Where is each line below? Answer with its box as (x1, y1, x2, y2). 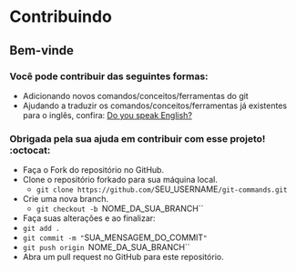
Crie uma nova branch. (22, 194, 109, 205)
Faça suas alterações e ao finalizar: (22, 213, 157, 224)
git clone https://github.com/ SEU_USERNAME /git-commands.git (36, 184, 288, 195)
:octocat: (9, 144, 51, 156)
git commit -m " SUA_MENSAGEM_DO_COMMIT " (22, 232, 208, 243)
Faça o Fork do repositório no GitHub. (22, 165, 165, 176)
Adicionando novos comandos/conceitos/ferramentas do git (22, 90, 249, 101)
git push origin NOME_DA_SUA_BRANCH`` (22, 242, 190, 253)
